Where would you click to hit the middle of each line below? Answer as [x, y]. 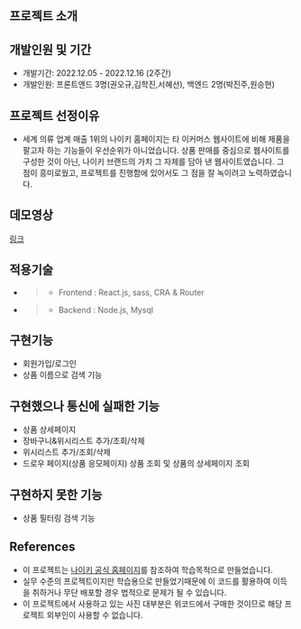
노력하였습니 [270, 173]
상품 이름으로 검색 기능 [62, 375]
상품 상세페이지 [49, 430]
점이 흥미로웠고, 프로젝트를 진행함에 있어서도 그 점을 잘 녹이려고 [134, 173]
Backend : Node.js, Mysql [106, 310]
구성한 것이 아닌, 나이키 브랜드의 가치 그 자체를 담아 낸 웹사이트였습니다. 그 [153, 162]
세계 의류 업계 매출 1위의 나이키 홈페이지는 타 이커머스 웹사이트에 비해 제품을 [156, 139]
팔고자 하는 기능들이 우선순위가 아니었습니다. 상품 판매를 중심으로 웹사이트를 [156, 151]
